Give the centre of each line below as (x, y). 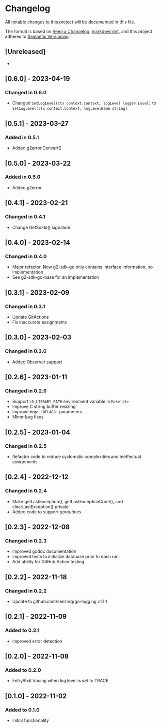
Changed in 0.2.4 (26, 491)
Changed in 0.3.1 (25, 306)
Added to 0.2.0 (23, 670)
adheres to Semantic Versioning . (38, 36)
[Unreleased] (25, 52)
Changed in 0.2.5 (26, 446)
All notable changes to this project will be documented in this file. (70, 22)
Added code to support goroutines (47, 512)
